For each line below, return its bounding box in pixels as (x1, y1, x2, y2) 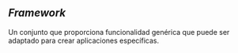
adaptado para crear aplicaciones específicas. (8, 36, 160, 45)
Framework (8, 6, 66, 20)
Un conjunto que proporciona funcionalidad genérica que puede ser (8, 27, 230, 36)
